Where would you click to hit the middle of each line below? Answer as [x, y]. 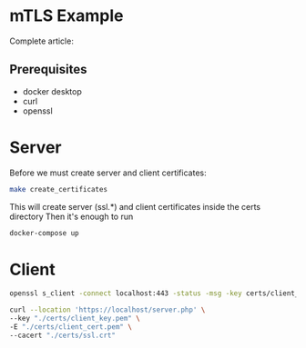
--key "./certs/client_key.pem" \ [75, 319]
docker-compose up [44, 233]
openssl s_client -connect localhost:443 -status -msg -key [126, 293]
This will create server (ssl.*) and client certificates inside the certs [135, 206]
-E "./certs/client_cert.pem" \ [71, 327]
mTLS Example [66, 16]
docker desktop [52, 91]
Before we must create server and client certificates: [108, 173]
